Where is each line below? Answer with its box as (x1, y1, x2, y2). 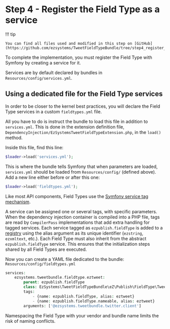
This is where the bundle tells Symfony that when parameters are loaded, (5, 163, 158, 170)
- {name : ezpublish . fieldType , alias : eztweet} (32, 293, 135, 299)
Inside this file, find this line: (5, 144, 64, 150)
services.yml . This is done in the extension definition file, (5, 123, 125, 130)
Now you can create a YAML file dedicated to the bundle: (5, 256, 124, 262)
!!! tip (5, 31, 16, 37)
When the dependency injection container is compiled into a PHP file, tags (5, 214, 160, 220)
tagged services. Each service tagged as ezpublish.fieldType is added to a (5, 224, 163, 231)
